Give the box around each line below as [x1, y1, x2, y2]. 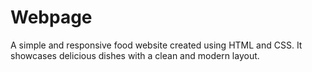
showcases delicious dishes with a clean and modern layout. [10, 49, 260, 61]
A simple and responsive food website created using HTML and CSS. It [10, 39, 303, 51]
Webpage [10, 6, 93, 29]
